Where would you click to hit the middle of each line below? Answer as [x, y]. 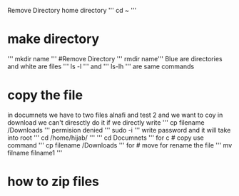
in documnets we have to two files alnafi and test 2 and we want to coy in [115, 115]
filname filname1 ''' [35, 153]
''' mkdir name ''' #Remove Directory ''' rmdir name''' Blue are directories [115, 58]
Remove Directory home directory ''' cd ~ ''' [72, 10]
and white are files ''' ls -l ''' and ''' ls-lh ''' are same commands [101, 66]
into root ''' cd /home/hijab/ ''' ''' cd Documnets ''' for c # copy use [106, 138]
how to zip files [54, 182]
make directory [54, 39]
